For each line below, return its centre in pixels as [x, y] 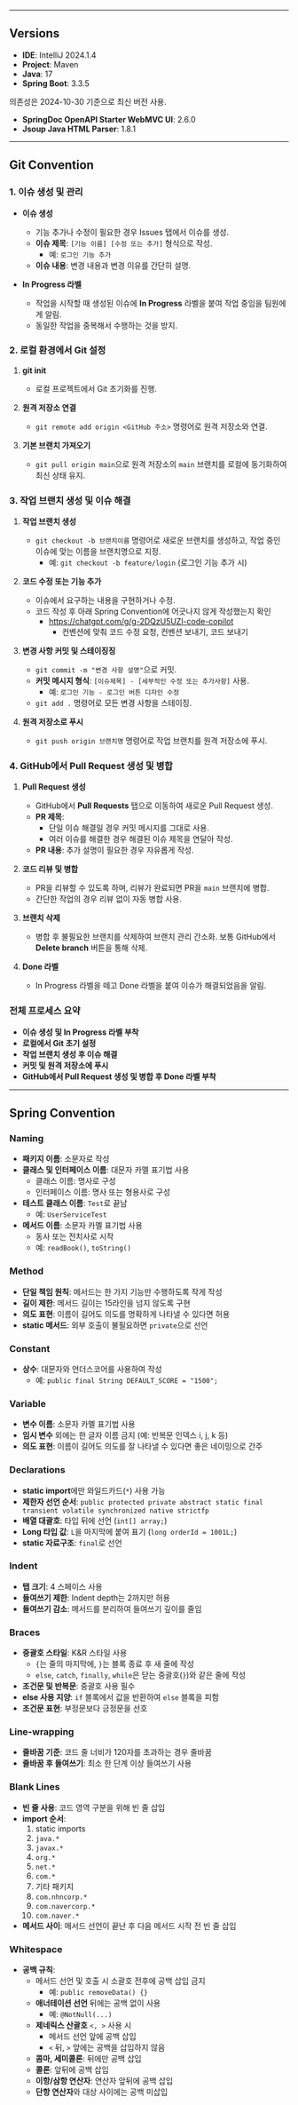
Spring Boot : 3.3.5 [56, 83]
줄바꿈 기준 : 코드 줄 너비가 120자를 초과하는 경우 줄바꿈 [117, 1752]
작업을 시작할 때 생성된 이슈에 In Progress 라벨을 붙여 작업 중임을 [149, 303]
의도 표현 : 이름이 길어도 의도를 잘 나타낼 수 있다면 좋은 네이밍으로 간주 [142, 1446]
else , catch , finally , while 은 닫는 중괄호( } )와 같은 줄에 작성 [141, 1675]
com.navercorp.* [65, 1906]
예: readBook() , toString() [83, 1248]
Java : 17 [37, 74]
